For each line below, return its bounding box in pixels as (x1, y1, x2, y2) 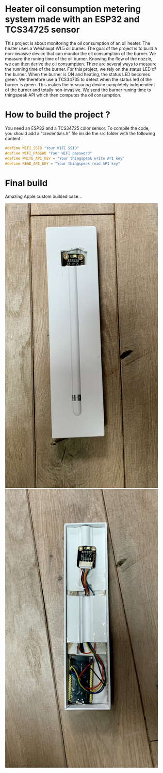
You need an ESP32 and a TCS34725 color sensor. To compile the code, (5, 125, 150, 131)
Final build (5, 177, 48, 189)
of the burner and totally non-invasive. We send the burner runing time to (5, 87, 151, 93)
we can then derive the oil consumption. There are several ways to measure (5, 61, 157, 67)
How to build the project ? (5, 109, 111, 120)
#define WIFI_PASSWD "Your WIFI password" (5, 151, 92, 155)
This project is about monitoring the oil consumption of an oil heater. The (5, 40, 150, 46)
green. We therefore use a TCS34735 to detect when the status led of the (5, 77, 152, 82)
